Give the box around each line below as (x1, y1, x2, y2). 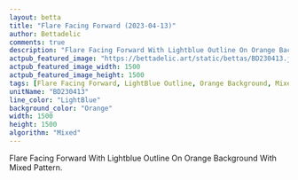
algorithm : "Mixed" (9, 129, 82, 137)
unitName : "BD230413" (9, 87, 90, 96)
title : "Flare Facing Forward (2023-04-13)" (9, 21, 176, 30)
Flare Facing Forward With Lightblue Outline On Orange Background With (9, 153, 277, 163)
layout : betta (9, 12, 62, 22)
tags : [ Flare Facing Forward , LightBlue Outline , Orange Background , (9, 79, 272, 88)
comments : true (9, 37, 66, 47)
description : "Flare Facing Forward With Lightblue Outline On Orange (9, 46, 276, 55)
